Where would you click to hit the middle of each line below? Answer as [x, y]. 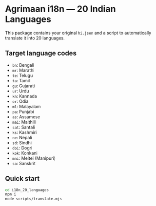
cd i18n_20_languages [27, 190]
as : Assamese [26, 117]
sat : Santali [23, 127]
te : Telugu [22, 75]
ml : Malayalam [26, 106]
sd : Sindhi [22, 143]
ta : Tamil [21, 80]
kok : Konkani [25, 153]
